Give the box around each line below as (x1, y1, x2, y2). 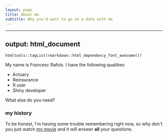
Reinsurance (12, 77, 38, 83)
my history (5, 109, 32, 116)
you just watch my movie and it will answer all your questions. (5, 126, 133, 132)
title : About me (5, 12, 39, 17)
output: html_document (5, 39, 80, 48)
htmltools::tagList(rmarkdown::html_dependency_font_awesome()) (5, 53, 142, 58)
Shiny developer (12, 87, 46, 93)
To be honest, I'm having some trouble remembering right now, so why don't (5, 121, 162, 127)
